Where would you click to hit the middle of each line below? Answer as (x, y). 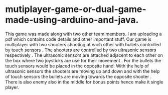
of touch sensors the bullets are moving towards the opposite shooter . (78, 76)
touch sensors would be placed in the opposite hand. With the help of (77, 66)
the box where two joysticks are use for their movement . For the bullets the (83, 60)
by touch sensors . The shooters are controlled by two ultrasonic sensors (81, 50)
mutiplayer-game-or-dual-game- (76, 9)
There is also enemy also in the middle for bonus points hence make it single (84, 82)
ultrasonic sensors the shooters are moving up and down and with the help (82, 71)
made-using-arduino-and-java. (72, 20)
